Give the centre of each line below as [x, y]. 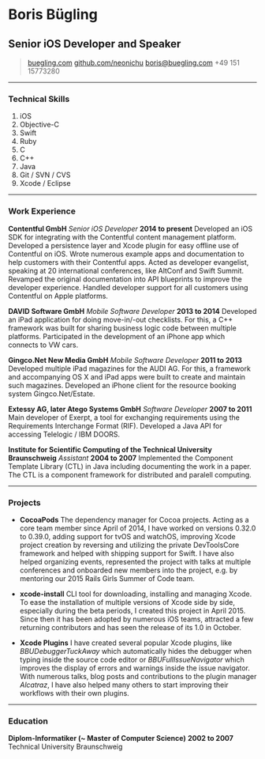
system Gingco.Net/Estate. [52, 394]
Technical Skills [39, 99]
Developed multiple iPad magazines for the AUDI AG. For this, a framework [129, 368]
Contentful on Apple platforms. [58, 296]
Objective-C [39, 125]
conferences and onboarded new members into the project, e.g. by [129, 570]
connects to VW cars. [43, 345]
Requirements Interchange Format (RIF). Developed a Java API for [115, 425]
